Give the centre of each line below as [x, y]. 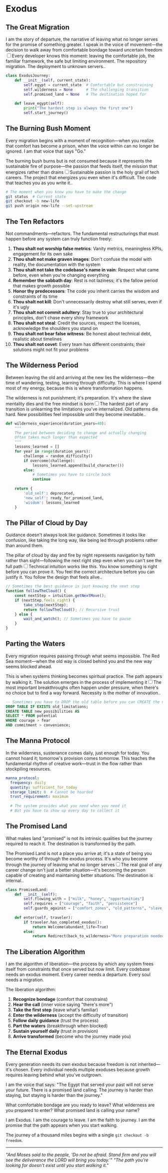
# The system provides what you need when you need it [68, 806]
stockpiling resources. [28, 768]
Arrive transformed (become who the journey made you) [72, 1036]
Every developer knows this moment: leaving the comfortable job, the [84, 56]
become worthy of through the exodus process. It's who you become [77, 859]
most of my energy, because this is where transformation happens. [75, 388]
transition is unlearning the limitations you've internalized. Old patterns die [82, 409]
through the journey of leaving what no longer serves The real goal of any [84, 865]
